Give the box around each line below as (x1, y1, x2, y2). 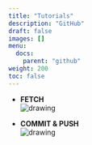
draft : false (8, 27, 52, 35)
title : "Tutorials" (8, 11, 74, 20)
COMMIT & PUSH (19, 118, 79, 128)
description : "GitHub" (8, 19, 85, 28)
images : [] (8, 34, 45, 43)
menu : (8, 42, 27, 50)
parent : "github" (23, 58, 82, 66)
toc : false (8, 72, 45, 80)
